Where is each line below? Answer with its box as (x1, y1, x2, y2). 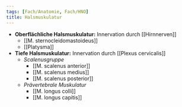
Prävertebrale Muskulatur (23, 81, 87, 88)
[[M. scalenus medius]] (32, 68, 90, 75)
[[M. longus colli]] (32, 87, 76, 95)
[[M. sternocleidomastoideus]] (23, 37, 98, 44)
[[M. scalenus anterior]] (32, 62, 91, 69)
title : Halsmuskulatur (6, 14, 62, 20)
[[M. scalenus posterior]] (32, 75, 94, 82)
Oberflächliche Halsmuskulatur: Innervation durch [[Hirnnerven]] (14, 30, 177, 37)
